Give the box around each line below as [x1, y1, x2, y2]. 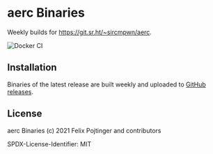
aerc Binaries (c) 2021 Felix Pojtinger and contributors [7, 126, 161, 134]
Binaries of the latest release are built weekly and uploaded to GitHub [7, 80, 207, 88]
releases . [7, 87, 33, 95]
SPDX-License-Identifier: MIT [7, 139, 92, 148]
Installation [7, 61, 57, 74]
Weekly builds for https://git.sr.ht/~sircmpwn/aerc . [7, 28, 152, 36]
